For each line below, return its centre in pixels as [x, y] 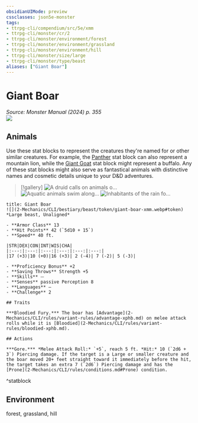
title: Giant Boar [29, 204]
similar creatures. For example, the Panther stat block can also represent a [97, 157]
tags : [13, 22]
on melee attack [166, 318]
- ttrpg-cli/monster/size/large [46, 56]
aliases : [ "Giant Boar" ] [37, 66]
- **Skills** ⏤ [25, 277]
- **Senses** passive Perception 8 [50, 282]
